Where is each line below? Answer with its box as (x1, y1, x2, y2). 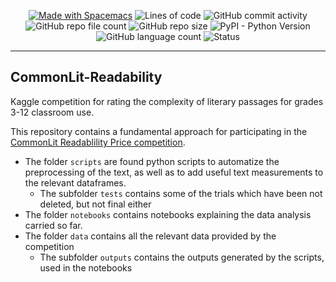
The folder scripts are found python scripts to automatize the (24, 155, 280, 167)
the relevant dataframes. (24, 176, 127, 189)
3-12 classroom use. (10, 106, 95, 118)
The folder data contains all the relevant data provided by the (24, 230, 277, 242)
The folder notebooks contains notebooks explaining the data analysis (24, 208, 312, 220)
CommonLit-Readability (10, 69, 163, 86)
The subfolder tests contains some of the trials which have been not (39, 187, 323, 199)
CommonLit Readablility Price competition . (10, 136, 186, 148)
